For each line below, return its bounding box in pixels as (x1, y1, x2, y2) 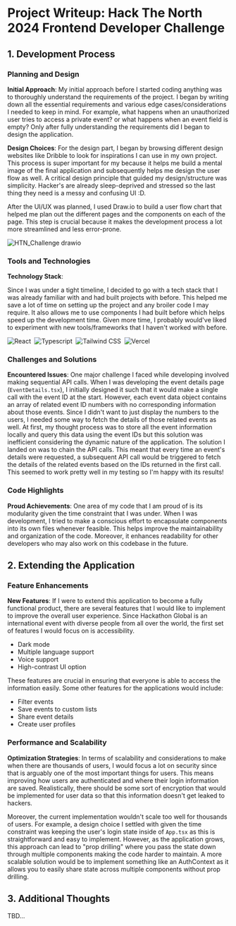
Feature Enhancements (7, 580, 89, 590)
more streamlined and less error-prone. (7, 224, 122, 233)
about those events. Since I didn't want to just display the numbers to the (7, 408, 220, 417)
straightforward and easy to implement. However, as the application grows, (7, 834, 225, 843)
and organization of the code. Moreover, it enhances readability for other (7, 531, 218, 540)
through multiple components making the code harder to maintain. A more (7, 850, 222, 858)
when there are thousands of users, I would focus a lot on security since (7, 761, 217, 769)
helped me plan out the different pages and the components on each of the (7, 209, 225, 218)
